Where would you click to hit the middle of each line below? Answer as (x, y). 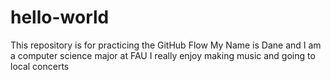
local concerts (40, 66)
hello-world (60, 17)
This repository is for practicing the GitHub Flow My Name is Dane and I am (166, 45)
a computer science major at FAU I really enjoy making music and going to (163, 55)
